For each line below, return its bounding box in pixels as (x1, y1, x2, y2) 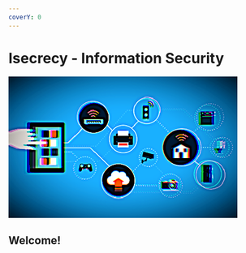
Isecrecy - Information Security (8, 49, 225, 67)
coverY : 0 (8, 13, 42, 21)
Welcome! (8, 234, 61, 247)
